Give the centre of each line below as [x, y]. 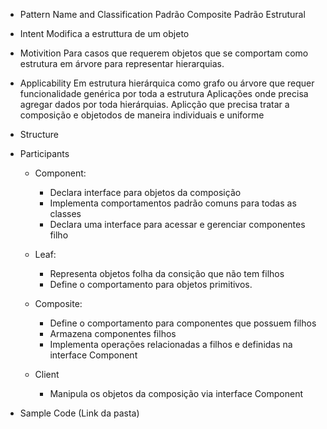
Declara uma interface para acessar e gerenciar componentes [177, 224]
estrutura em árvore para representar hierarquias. [122, 63]
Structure [39, 134]
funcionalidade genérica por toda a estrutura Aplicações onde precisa [164, 93]
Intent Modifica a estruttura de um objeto [104, 33]
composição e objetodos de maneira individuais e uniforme [142, 115]
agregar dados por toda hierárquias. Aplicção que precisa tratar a [154, 104]
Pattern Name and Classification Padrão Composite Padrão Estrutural [162, 14]
